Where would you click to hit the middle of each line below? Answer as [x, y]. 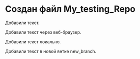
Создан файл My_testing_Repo [70, 9]
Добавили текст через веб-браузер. [43, 32]
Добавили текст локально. [33, 42]
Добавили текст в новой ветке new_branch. [51, 51]
